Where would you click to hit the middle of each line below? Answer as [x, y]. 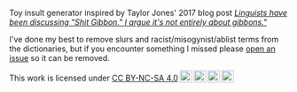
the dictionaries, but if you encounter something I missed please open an [143, 49]
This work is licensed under [60, 78]
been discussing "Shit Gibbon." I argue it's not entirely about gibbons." [138, 22]
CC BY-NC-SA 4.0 [145, 78]
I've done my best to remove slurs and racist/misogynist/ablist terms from [144, 39]
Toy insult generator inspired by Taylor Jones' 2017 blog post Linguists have [148, 13]
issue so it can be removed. [60, 58]
